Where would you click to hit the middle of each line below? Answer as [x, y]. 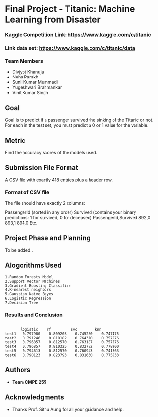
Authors [18, 370]
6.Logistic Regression [28, 298]
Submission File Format [42, 168]
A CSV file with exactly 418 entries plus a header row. [59, 180]
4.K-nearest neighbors [28, 290]
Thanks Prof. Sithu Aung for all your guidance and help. [68, 409]
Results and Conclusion [34, 315]
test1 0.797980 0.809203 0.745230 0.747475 [62, 334]
